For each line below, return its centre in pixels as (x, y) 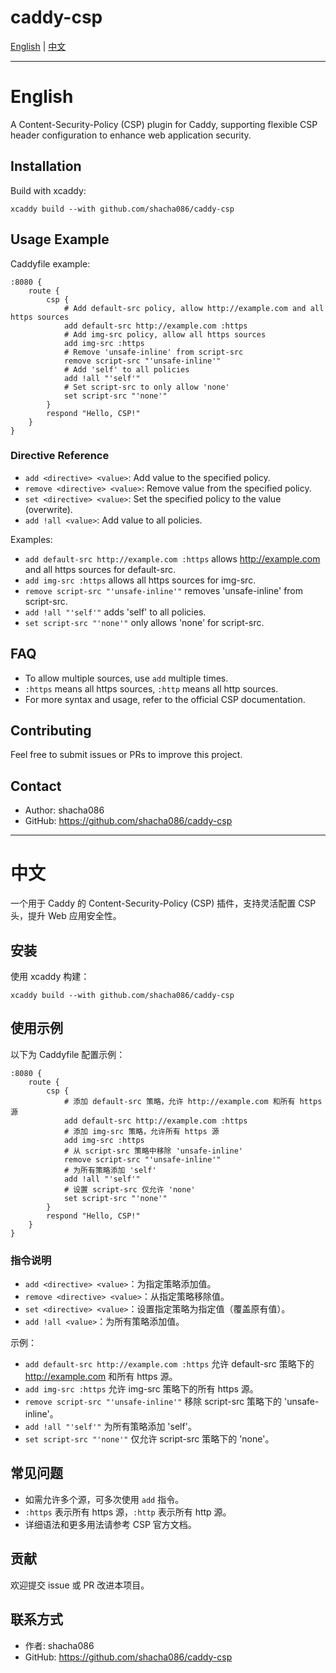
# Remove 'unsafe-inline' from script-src (153, 352)
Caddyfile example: (50, 263)
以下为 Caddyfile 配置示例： (68, 1054)
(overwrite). (48, 509)
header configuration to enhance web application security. (131, 135)
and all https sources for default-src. (100, 569)
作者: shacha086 (59, 1645)
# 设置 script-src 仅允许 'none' (129, 1189)
